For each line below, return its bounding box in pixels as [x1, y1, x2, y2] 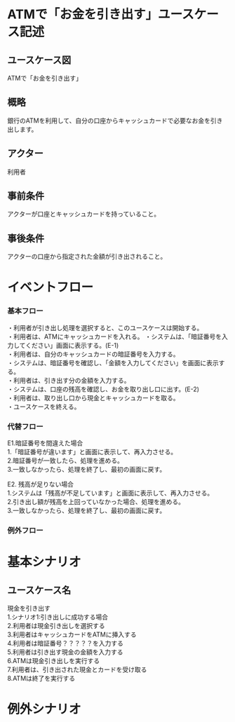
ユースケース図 [7, 54, 72, 66]
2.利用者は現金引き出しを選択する [7, 621, 105, 629]
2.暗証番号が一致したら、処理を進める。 [7, 456, 124, 465]
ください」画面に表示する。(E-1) [25, 341, 119, 349]
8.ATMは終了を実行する [7, 674, 76, 682]
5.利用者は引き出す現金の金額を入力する [7, 648, 123, 656]
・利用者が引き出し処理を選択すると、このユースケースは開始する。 [7, 323, 203, 332]
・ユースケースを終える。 [7, 402, 81, 411]
